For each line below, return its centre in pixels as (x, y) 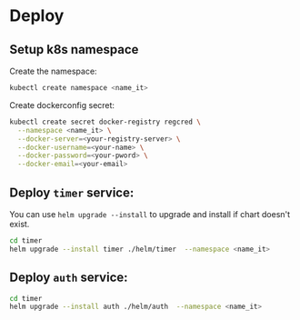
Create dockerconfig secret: (62, 105)
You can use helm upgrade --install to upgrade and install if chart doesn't (150, 214)
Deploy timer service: (72, 192)
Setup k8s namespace (74, 50)
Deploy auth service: (69, 278)
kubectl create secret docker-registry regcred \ (105, 122)
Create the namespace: (53, 71)
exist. (20, 224)
